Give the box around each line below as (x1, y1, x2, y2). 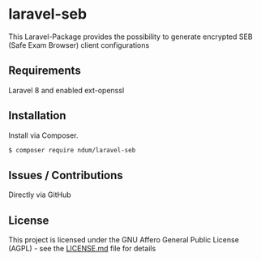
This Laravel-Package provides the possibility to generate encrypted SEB (8, 32, 253, 41)
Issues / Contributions (8, 168, 123, 182)
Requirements (8, 64, 81, 78)
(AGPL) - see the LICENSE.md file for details (8, 244, 156, 254)
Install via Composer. (8, 130, 79, 140)
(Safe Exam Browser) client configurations (8, 40, 150, 49)
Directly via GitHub (8, 190, 71, 199)
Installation (8, 109, 66, 122)
